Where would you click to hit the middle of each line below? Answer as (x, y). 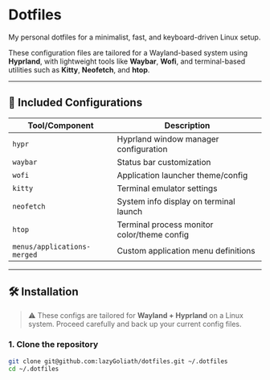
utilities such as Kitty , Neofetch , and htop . (79, 69)
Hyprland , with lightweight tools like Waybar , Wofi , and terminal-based (127, 61)
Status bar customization (164, 162)
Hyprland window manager (168, 138)
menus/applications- (51, 246)
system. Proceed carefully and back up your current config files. (135, 324)
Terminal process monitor (165, 225)
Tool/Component (61, 125)
